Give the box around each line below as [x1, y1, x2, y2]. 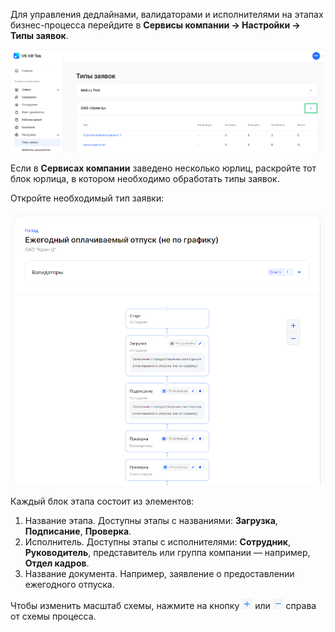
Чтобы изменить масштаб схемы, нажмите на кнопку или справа [10, 600, 317, 612]
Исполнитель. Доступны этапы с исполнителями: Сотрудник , [24, 536, 292, 548]
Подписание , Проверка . [24, 525, 132, 538]
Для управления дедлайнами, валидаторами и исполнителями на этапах [10, 9, 324, 20]
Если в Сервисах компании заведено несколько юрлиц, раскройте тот [10, 162, 317, 174]
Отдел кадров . [24, 557, 90, 569]
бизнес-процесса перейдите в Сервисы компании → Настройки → [10, 19, 301, 31]
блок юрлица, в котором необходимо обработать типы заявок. [10, 173, 280, 185]
